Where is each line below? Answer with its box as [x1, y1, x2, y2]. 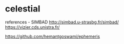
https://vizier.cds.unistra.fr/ [5, 24, 60, 30]
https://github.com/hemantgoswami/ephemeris [5, 33, 100, 39]
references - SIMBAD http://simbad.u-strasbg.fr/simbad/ [5, 19, 119, 25]
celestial [5, 3, 41, 14]
